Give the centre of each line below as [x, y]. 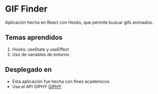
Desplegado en [28, 70]
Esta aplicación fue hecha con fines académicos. [61, 81]
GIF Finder [26, 9]
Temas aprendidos [34, 38]
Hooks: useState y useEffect [41, 49]
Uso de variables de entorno [41, 54]
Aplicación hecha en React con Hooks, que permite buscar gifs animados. [79, 22]
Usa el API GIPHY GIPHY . [37, 86]
